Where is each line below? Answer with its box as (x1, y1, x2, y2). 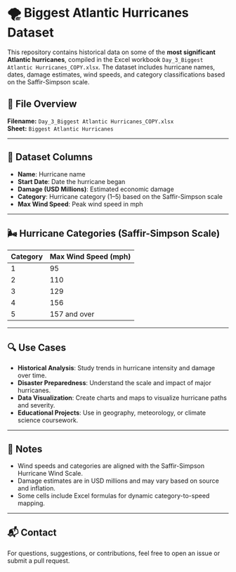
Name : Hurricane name (17, 169, 86, 178)
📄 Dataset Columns (7, 151, 93, 163)
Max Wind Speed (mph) (49, 252, 131, 261)
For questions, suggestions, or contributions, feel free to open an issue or (7, 549, 220, 557)
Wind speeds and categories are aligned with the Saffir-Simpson (17, 462, 205, 470)
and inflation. (17, 484, 56, 492)
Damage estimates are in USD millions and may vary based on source (17, 476, 219, 485)
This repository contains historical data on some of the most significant (7, 48, 216, 56)
